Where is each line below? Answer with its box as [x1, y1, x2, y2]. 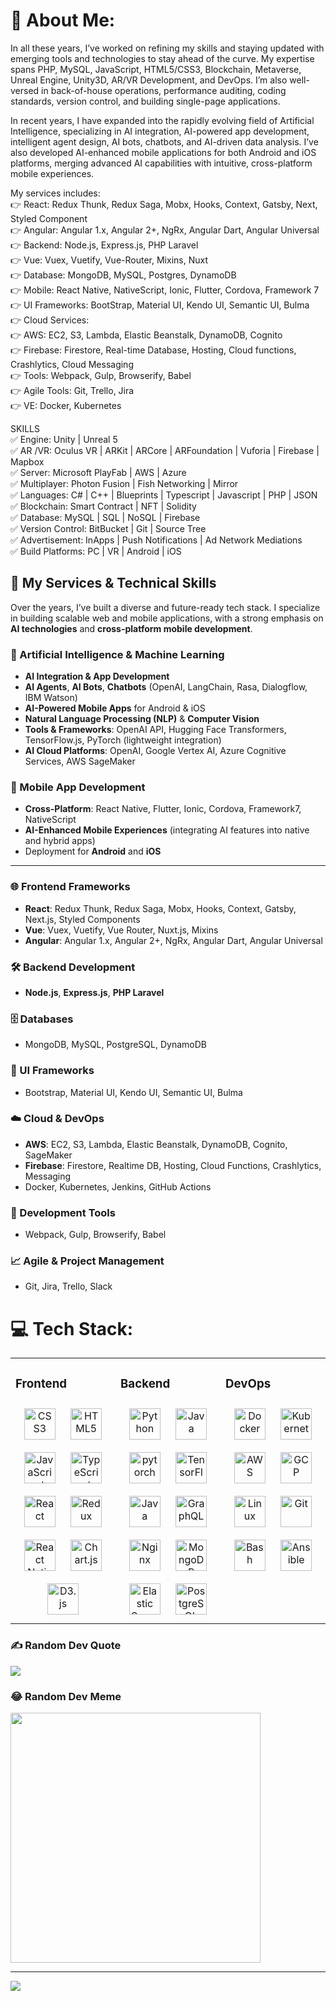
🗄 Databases [10, 1012, 74, 1026]
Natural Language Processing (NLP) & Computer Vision [24, 713, 260, 725]
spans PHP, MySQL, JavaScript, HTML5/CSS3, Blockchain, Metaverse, [10, 63, 302, 75]
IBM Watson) [24, 692, 78, 704]
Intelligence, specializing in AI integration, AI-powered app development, [10, 125, 310, 137]
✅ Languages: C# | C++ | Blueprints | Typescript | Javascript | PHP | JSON [10, 489, 318, 501]
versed [10, 84, 40, 96]
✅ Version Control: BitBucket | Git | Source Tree [10, 522, 207, 534]
